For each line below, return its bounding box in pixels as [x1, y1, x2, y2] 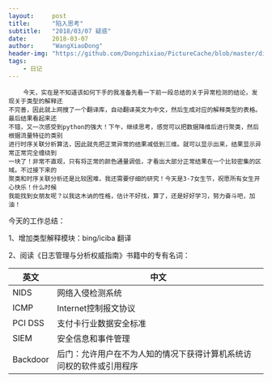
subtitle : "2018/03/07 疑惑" [8, 27, 112, 35]
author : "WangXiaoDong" [8, 42, 104, 50]
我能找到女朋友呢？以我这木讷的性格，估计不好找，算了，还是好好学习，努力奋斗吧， [8, 191, 249, 200]
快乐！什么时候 [14, 183, 57, 191]
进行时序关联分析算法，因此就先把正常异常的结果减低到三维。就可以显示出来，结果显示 [8, 140, 256, 148]
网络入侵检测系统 [57, 287, 123, 299]
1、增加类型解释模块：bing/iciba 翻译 [8, 233, 132, 243]
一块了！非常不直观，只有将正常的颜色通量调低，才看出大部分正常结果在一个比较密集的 [8, 157, 256, 166]
